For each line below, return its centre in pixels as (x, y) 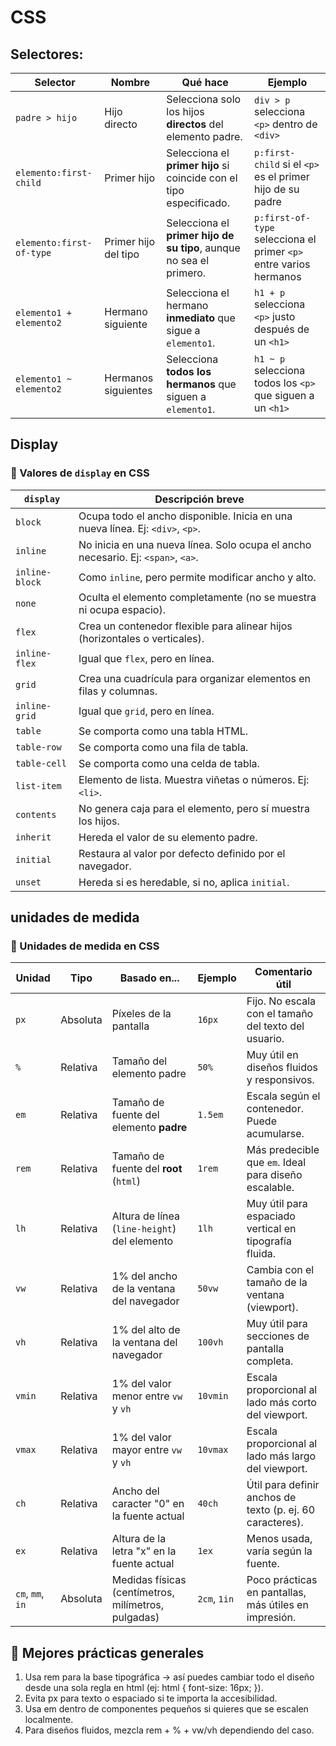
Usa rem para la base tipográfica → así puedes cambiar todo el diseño (169, 1677)
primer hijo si (198, 165)
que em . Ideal (276, 1163)
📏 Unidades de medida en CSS (85, 946)
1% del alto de (146, 1330)
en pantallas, (276, 1593)
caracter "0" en (148, 1504)
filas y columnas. (118, 691)
